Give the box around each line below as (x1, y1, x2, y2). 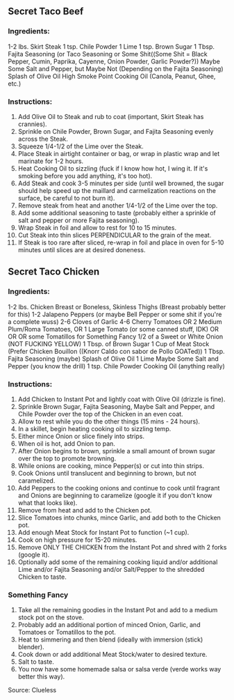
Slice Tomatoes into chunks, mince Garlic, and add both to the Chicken (17, 513, 222, 522)
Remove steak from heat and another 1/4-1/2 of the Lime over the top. (17, 201, 218, 210)
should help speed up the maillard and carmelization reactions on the (17, 186, 216, 194)
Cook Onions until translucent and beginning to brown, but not (17, 469, 197, 477)
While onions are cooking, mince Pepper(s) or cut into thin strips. (17, 461, 204, 469)
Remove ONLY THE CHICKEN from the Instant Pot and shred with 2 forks (17, 543, 227, 551)
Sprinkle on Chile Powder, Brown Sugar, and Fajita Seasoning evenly (17, 127, 214, 135)
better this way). (17, 672, 65, 681)
